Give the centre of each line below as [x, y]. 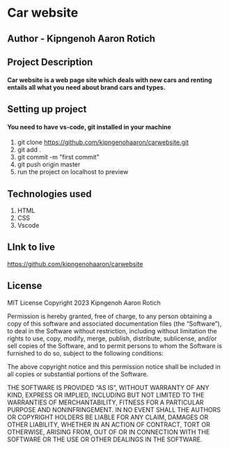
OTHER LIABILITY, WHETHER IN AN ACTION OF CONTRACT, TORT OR [109, 424]
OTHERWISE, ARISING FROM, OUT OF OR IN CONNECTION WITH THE [109, 432]
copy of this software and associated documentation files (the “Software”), [114, 323]
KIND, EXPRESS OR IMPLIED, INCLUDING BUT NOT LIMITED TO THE [106, 395]
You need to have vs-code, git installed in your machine [89, 127]
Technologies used [49, 194]
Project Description [50, 62]
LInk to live [31, 247]
